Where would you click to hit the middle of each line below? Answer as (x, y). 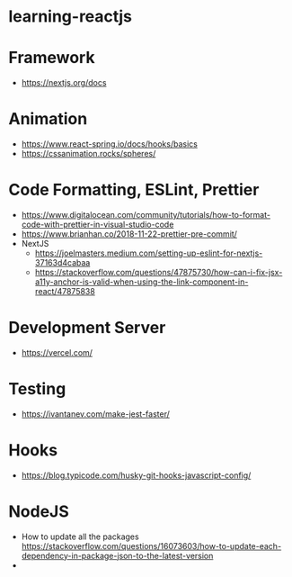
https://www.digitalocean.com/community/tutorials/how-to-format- (146, 215)
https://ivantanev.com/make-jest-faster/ (95, 414)
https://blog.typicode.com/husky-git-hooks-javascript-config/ (136, 475)
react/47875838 (65, 291)
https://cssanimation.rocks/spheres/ (88, 154)
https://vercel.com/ (57, 352)
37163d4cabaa (62, 262)
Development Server (87, 328)
